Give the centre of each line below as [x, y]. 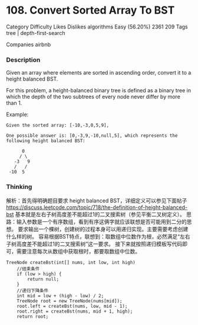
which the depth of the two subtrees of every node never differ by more [93, 97]
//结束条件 [28, 269]
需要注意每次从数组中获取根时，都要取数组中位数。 [78, 251]
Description [23, 60]
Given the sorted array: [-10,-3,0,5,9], [58, 126]
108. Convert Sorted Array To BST [90, 10]
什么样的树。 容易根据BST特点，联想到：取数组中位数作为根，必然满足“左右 [98, 236]
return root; [33, 316]
